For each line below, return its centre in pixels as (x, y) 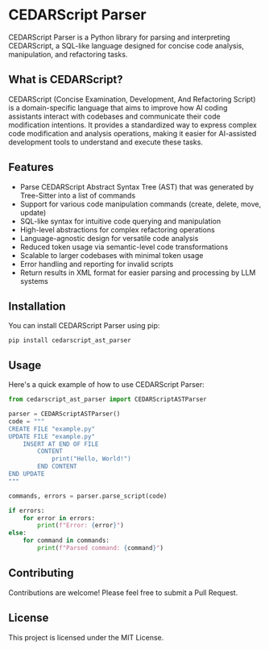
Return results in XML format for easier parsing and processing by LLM (138, 273)
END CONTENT (58, 467)
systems (34, 281)
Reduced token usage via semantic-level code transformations (124, 247)
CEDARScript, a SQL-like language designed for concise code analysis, (126, 45)
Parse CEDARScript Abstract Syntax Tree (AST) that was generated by (137, 186)
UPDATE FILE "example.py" (52, 436)
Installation (37, 306)
